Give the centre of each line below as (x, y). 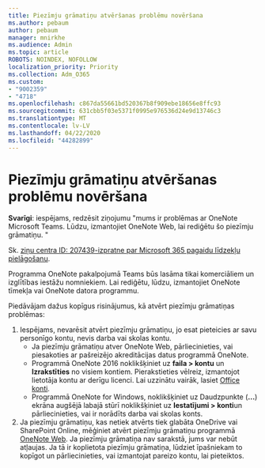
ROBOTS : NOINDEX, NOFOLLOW (53, 60)
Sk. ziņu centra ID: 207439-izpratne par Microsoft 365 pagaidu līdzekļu (125, 251)
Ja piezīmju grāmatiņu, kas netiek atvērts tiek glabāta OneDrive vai (129, 422)
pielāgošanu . (29, 259)
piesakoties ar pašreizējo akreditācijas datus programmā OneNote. (140, 355)
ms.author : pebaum (38, 23)
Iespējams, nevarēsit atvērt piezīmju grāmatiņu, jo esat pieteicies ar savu (138, 330)
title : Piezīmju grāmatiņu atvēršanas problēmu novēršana (106, 15)
